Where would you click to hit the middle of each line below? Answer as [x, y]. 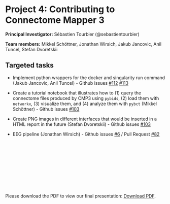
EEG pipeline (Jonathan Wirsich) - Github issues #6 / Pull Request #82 [86, 134]
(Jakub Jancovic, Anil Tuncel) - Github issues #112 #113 [70, 83]
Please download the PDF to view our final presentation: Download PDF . [81, 196]
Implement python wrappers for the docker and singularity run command [89, 78]
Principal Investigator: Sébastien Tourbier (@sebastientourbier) [72, 34]
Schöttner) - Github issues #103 [46, 109]
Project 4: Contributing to [60, 9]
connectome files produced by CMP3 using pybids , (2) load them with [86, 98]
